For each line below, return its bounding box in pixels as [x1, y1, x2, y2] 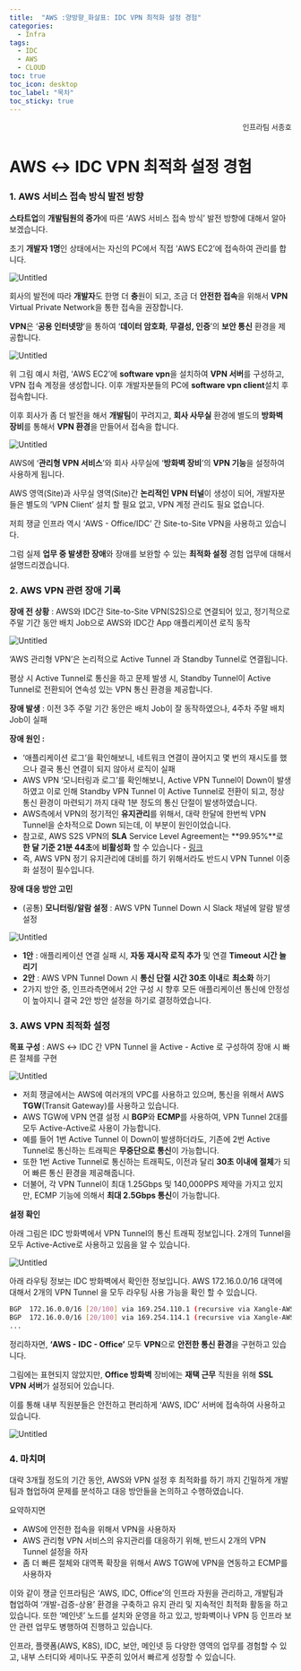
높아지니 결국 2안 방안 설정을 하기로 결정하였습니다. [31, 995, 212, 1006]
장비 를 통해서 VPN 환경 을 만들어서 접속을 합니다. [9, 420, 179, 431]
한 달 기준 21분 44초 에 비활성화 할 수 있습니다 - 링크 [21, 842, 203, 853]
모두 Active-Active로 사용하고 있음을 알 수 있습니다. [9, 1239, 191, 1251]
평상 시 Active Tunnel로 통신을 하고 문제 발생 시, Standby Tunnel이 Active [9, 673, 271, 684]
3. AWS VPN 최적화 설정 [9, 1019, 110, 1032]
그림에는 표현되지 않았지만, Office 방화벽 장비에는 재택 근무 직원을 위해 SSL [9, 1369, 273, 1381]
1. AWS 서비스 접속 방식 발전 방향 [9, 190, 144, 203]
